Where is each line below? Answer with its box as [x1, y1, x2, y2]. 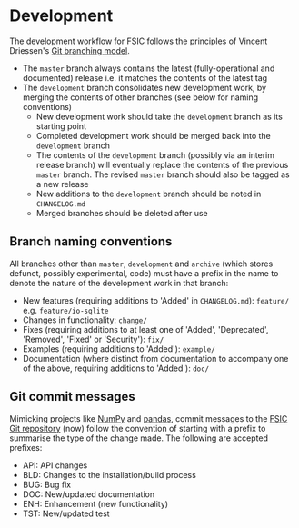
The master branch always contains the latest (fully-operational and [22, 63, 275, 74]
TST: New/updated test [22, 508, 111, 519]
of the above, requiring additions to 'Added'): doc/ [22, 363, 210, 374]
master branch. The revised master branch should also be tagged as [35, 169, 290, 180]
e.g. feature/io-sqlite [22, 304, 109, 315]
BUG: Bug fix [22, 479, 71, 490]
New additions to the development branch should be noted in [35, 188, 262, 199]
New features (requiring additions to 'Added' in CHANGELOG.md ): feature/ [22, 294, 289, 305]
